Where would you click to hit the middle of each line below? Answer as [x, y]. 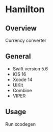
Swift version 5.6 [30, 69]
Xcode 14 [22, 80]
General [18, 56]
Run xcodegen [20, 124]
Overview [21, 28]
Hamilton [25, 9]
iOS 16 [19, 74]
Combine [22, 90]
